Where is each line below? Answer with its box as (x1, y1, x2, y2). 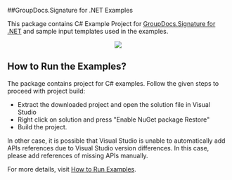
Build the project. (17, 122, 67, 131)
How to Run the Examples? (7, 60, 127, 72)
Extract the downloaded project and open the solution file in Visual (17, 100, 211, 108)
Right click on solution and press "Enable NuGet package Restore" (17, 115, 210, 124)
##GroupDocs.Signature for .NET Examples (7, 6, 134, 14)
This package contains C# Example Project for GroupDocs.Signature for (7, 20, 216, 27)
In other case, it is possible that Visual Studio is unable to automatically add (7, 136, 226, 145)
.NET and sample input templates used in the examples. (7, 27, 169, 35)
